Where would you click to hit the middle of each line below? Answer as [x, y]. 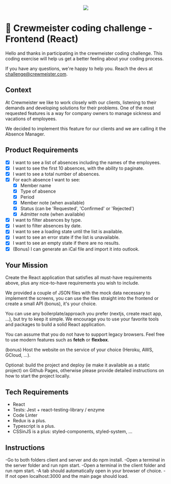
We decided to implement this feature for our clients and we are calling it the [86, 128]
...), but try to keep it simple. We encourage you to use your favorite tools [82, 319]
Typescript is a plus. [34, 426]
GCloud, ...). [18, 355]
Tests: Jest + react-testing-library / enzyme [58, 410]
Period [27, 197]
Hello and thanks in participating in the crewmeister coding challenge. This [84, 53]
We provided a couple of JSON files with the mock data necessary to [78, 293]
